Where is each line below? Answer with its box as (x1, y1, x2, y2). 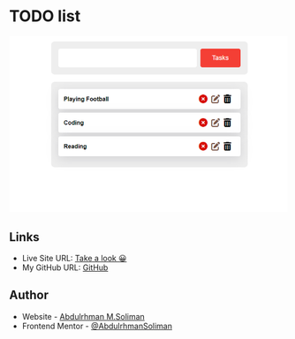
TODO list (9, 6, 81, 26)
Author (9, 288, 49, 303)
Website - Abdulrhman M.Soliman (21, 311, 146, 321)
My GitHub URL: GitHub (21, 262, 109, 273)
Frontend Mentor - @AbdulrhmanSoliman (21, 320, 172, 331)
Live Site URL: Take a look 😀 (21, 253, 127, 264)
